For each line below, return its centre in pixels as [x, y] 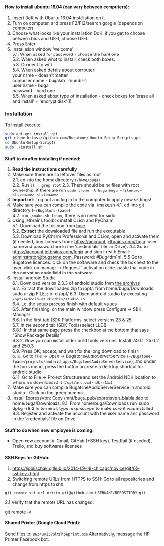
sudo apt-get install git [31, 134]
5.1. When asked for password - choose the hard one [66, 55]
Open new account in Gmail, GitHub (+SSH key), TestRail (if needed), [82, 441]
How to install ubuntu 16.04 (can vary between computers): [67, 7]
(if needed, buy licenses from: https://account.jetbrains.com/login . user [84, 242]
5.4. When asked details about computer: [54, 70]
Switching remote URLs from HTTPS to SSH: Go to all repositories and [83, 479]
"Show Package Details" [37, 335]
